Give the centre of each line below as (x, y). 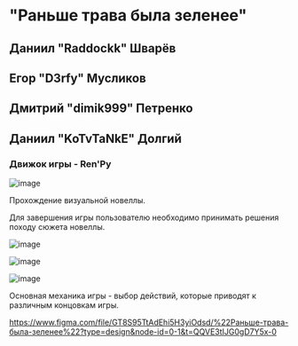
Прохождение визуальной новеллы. (78, 201)
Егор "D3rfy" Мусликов (78, 78)
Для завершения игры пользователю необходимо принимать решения (144, 217)
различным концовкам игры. (64, 305)
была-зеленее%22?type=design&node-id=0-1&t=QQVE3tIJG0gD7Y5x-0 (143, 332)
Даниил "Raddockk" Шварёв (93, 48)
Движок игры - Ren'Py (60, 163)
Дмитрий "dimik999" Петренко (101, 109)
